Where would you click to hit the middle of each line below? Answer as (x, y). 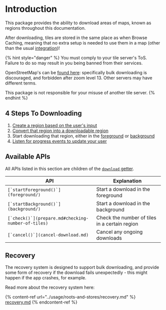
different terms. (21, 83)
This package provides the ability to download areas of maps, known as (78, 23)
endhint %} (17, 98)
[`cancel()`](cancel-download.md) (48, 235)
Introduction (31, 9)
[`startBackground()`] (34, 204)
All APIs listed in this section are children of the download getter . (70, 169)
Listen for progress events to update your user (60, 141)
